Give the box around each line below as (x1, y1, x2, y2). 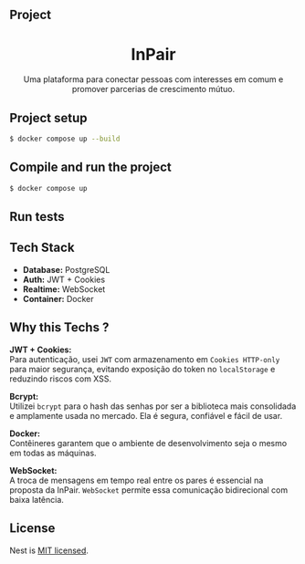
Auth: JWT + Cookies (22, 274, 106, 285)
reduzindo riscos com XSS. (9, 373, 112, 384)
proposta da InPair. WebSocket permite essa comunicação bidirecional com (9, 484, 289, 496)
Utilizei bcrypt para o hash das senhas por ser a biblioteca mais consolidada (9, 401, 297, 412)
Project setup (9, 110, 89, 126)
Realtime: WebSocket (22, 283, 106, 295)
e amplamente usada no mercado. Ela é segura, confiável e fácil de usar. (9, 410, 283, 421)
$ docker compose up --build (9, 134, 121, 144)
